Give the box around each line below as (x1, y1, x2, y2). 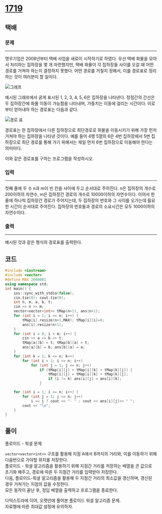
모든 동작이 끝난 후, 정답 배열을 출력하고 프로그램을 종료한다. (5, 487, 118, 493)
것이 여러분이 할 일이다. (13, 74, 58, 80)
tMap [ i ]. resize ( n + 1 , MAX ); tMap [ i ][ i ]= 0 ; (22, 318, 105, 322)
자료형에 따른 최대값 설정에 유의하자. (5, 504, 73, 510)
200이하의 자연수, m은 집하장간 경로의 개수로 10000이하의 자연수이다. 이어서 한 (5, 192, 155, 197)
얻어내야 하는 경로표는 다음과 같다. (13, 106, 79, 112)
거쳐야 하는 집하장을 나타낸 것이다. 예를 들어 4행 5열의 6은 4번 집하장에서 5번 (5, 133, 150, 139)
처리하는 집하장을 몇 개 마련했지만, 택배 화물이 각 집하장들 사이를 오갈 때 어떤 (10, 62, 154, 67)
